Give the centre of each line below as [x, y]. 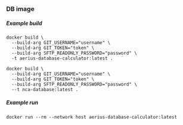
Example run [22, 102]
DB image [20, 9]
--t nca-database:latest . [45, 89]
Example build [24, 23]
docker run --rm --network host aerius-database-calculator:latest [92, 117]
